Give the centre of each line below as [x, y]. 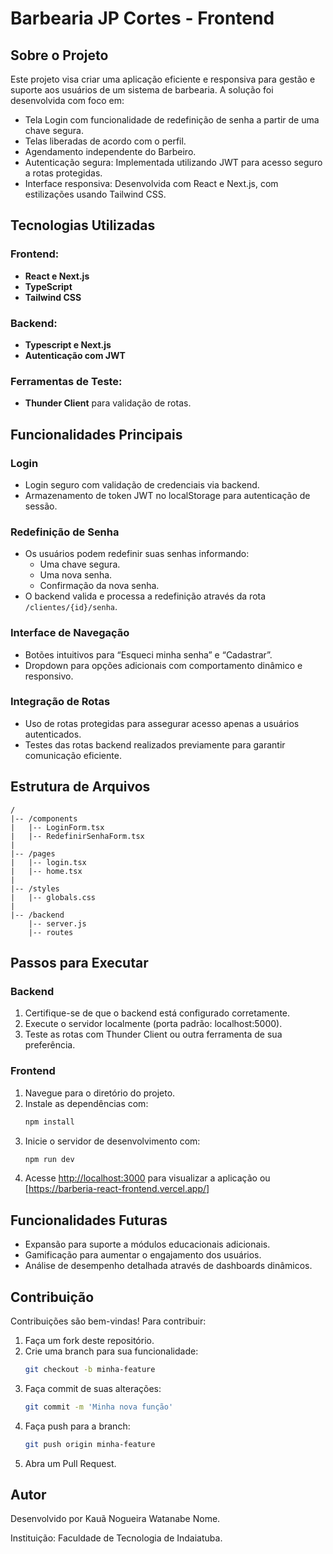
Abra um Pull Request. [70, 1463]
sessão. [41, 506]
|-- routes [51, 932]
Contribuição [52, 1297]
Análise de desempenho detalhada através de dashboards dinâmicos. [168, 1266]
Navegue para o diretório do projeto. [100, 1093]
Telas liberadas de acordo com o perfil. [105, 141]
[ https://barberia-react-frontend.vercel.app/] [117, 1189]
